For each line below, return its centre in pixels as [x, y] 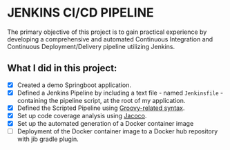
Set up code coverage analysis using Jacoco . [82, 115]
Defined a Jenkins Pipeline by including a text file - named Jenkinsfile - [120, 93]
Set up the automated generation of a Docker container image [105, 123]
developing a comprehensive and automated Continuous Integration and [110, 39]
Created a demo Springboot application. [74, 85]
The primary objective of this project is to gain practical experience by [107, 32]
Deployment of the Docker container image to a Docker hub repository [117, 131]
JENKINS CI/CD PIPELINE [80, 13]
